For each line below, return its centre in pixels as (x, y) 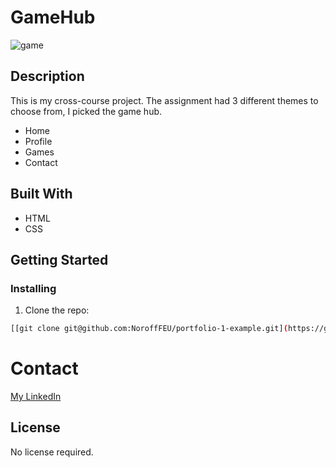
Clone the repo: (57, 310)
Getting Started (59, 259)
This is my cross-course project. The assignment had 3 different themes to (164, 100)
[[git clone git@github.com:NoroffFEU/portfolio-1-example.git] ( (149, 329)
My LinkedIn (36, 397)
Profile (38, 141)
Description (47, 76)
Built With (41, 194)
